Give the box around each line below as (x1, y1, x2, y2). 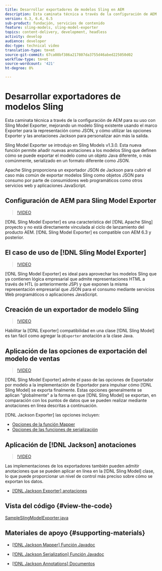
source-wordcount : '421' (5, 61, 55, 66)
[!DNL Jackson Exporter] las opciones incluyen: (5, 412, 100, 418)
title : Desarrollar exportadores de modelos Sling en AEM (5, 7, 124, 12)
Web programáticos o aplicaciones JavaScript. (5, 291, 98, 297)
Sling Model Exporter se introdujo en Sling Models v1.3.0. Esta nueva (5, 142, 142, 148)
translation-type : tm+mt (5, 48, 55, 52)
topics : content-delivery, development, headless (5, 30, 107, 34)
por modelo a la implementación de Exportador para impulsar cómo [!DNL (5, 382, 152, 388)
